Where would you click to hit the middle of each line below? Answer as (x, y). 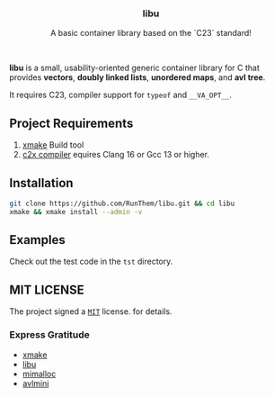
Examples (37, 240)
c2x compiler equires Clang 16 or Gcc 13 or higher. (115, 155)
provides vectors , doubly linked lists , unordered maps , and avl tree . (137, 77)
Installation (41, 183)
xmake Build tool (53, 145)
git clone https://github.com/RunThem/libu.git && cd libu (122, 203)
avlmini (35, 383)
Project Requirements (71, 123)
